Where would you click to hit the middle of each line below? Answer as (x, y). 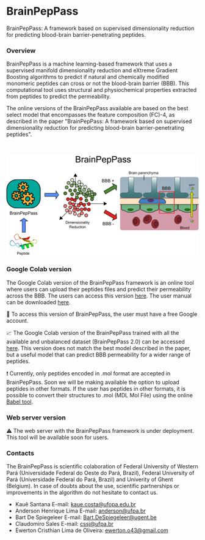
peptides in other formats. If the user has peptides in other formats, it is (96, 388)
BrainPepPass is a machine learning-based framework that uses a (89, 64)
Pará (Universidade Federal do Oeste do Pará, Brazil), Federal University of (100, 473)
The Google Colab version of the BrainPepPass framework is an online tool (100, 282)
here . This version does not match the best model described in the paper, (99, 348)
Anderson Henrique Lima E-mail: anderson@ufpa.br (81, 511)
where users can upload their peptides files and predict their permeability (99, 289)
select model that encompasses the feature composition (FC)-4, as (91, 115)
